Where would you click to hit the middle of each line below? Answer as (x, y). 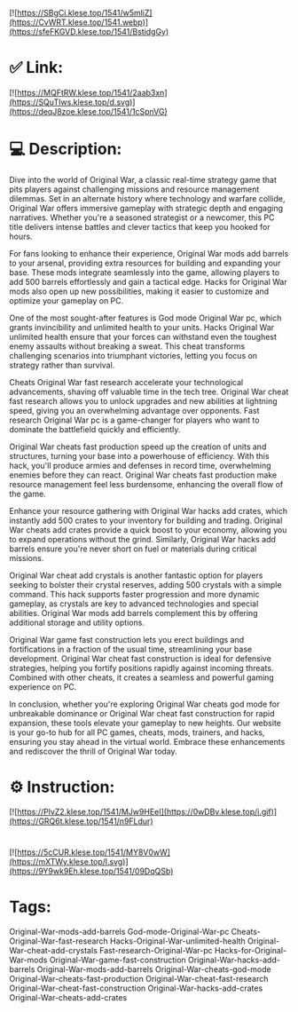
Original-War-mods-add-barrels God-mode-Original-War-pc (119, 931)
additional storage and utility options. (77, 622)
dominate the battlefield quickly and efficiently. (95, 429)
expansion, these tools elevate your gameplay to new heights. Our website (145, 723)
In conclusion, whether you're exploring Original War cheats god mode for (145, 704)
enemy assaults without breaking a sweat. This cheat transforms (127, 346)
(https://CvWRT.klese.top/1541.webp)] (79, 22)
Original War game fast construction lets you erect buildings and (127, 639)
